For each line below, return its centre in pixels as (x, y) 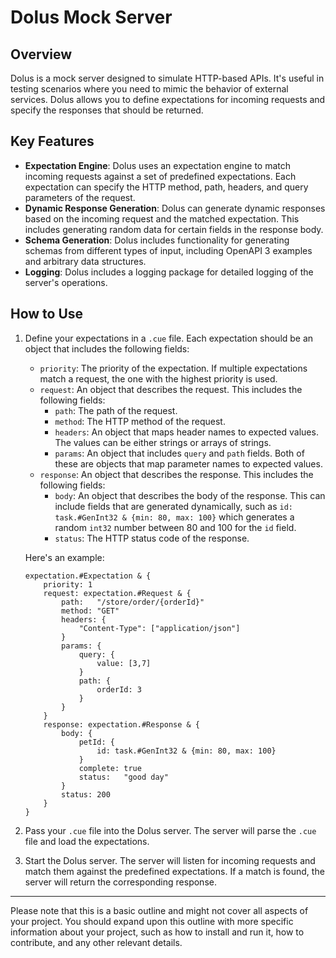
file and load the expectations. (87, 841)
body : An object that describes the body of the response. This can (190, 495)
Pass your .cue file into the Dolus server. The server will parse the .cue (170, 830)
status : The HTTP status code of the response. (152, 538)
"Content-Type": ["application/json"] (159, 628)
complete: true (110, 768)
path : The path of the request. (116, 410)
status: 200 (86, 794)
